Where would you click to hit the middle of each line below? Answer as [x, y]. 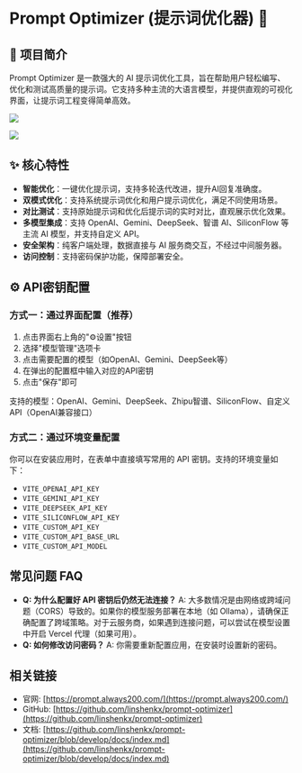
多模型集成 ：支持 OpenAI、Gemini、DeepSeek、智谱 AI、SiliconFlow [151, 223]
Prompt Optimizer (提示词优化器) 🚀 [139, 18]
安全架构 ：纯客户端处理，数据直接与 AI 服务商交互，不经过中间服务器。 [155, 245]
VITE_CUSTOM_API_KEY [61, 527]
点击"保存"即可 [50, 382]
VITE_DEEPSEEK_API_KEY [65, 508]
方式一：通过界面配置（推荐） [74, 315]
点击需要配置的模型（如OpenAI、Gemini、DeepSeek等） [127, 359]
